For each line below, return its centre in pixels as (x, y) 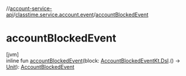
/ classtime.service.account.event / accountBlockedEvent (81, 15)
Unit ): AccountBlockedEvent (40, 67)
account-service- (31, 8)
